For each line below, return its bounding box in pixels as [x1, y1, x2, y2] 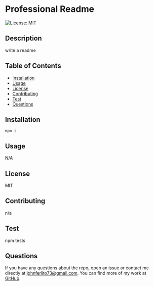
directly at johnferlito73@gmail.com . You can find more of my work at [5, 270, 147, 276]
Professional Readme [5, 3, 95, 15]
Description [5, 34, 42, 43]
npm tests [5, 238, 26, 243]
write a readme [5, 47, 36, 53]
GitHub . [5, 276, 21, 282]
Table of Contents [5, 62, 62, 70]
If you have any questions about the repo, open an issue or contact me [5, 265, 149, 271]
